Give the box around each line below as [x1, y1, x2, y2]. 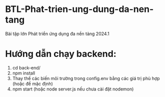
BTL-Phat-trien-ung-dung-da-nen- [5, 3, 154, 15]
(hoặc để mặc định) [12, 80, 53, 86]
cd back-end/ [12, 64, 41, 70]
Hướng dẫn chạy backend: [5, 48, 116, 59]
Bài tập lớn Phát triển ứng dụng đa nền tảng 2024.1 [5, 30, 109, 36]
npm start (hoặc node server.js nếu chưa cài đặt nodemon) [12, 86, 134, 92]
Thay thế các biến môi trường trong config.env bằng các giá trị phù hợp [12, 75, 160, 81]
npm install [12, 70, 35, 76]
